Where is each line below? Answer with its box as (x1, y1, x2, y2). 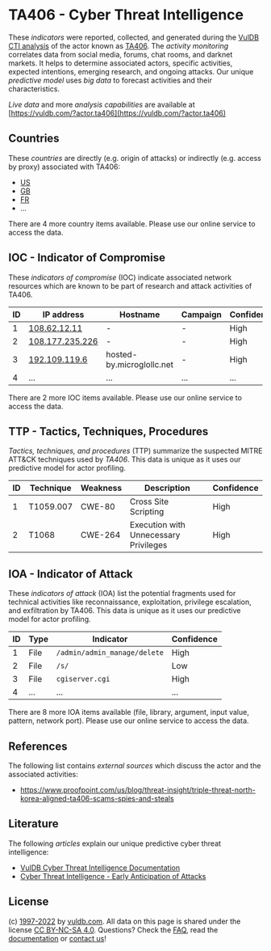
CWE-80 (80, 501, 115, 513)
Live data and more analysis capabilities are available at (8, 99, 195, 109)
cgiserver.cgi (56, 674, 110, 684)
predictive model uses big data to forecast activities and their (8, 75, 212, 85)
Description (144, 483, 191, 494)
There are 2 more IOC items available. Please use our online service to (8, 392, 242, 402)
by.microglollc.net (106, 358, 174, 370)
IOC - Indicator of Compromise (8, 251, 165, 264)
